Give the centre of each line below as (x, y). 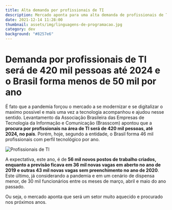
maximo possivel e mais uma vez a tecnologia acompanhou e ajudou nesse (85, 112)
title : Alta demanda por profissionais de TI (55, 10)
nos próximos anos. (26, 202)
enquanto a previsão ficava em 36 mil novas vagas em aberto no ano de (83, 165)
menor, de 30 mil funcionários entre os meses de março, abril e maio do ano (86, 181)
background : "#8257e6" (29, 34)
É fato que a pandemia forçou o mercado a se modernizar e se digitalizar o (84, 107)
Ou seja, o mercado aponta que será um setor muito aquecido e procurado (84, 197)
